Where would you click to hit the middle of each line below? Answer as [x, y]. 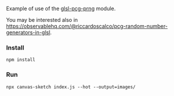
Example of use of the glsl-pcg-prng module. [61, 9]
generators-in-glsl [28, 32]
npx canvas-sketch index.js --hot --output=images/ [71, 87]
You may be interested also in [42, 20]
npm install [21, 60]
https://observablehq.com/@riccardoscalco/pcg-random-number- [87, 26]
